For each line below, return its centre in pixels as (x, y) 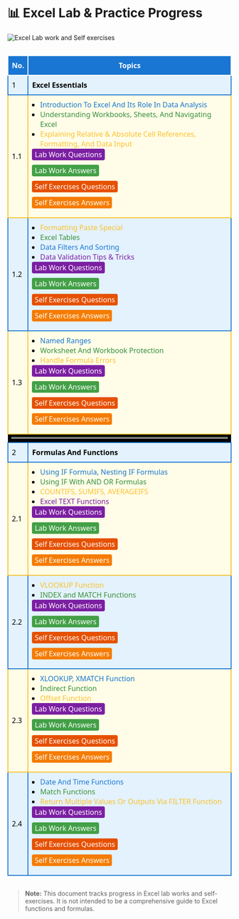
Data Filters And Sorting (80, 247)
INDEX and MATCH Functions (88, 595)
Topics (129, 65)
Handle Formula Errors (78, 360)
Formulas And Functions (75, 452)
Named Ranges (65, 340)
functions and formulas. (60, 908)
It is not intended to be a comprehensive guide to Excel (137, 900)
